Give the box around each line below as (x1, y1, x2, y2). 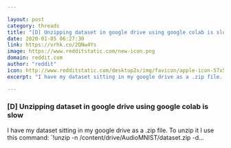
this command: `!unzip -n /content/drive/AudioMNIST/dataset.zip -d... (7, 133, 204, 141)
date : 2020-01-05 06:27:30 (7, 35, 85, 42)
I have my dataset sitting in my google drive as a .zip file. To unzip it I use (7, 126, 214, 134)
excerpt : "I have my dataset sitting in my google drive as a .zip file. (7, 73, 223, 80)
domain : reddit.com (7, 54, 63, 62)
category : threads (7, 22, 60, 29)
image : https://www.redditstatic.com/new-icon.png (7, 48, 155, 55)
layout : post (7, 16, 45, 23)
